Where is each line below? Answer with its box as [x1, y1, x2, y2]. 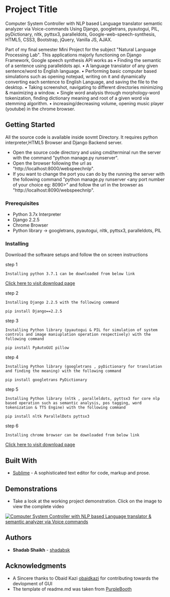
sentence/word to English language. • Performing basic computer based [5, 68, 157, 74]
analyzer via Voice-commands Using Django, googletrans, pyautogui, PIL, [5, 25, 159, 32]
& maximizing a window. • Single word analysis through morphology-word [5, 89, 160, 96]
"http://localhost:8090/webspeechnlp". [12, 187, 95, 193]
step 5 [5, 386, 19, 392]
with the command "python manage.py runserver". [12, 154, 119, 161]
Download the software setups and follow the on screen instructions [5, 252, 148, 258]
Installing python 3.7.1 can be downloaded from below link [5, 271, 135, 276]
